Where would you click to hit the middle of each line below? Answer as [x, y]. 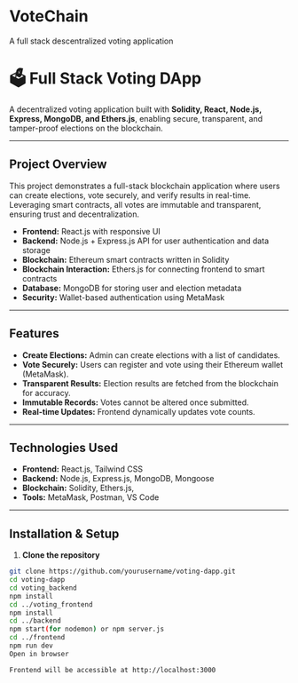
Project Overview [58, 165]
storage [36, 250]
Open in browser [39, 654]
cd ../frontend [37, 638]
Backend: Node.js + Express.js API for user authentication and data [145, 241]
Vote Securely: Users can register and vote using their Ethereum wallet [153, 364]
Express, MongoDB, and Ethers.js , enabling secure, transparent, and [136, 118]
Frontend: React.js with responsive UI [91, 231]
